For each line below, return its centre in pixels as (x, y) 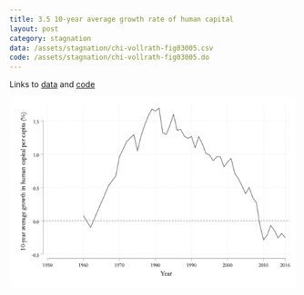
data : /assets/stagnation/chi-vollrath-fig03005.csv (111, 48)
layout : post (34, 29)
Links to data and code (52, 84)
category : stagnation (51, 38)
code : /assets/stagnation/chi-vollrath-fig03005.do (109, 58)
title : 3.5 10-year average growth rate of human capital (122, 19)
